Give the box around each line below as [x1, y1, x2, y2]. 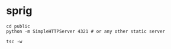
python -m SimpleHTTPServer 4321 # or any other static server [6, 28, 166, 34]
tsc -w [6, 38, 22, 44]
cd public [6, 23, 31, 29]
